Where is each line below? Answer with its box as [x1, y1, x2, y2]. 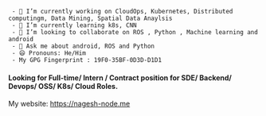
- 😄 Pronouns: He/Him [11, 49, 86, 57]
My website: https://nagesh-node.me [8, 99, 131, 109]
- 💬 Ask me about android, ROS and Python [11, 42, 155, 50]
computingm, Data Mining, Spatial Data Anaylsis [8, 14, 173, 22]
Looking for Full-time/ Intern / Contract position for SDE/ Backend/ [8, 72, 233, 83]
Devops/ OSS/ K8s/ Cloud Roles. [8, 81, 118, 91]
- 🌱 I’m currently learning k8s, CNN [11, 21, 137, 29]
